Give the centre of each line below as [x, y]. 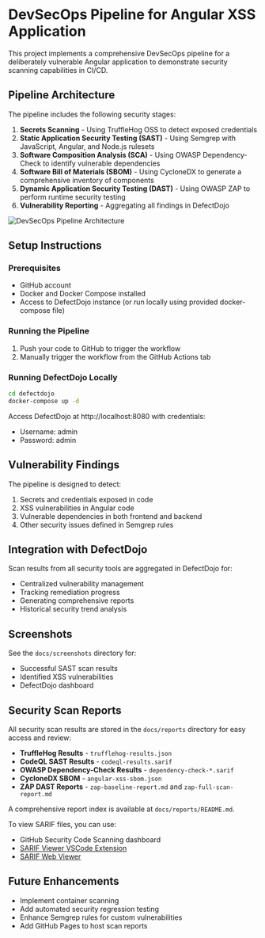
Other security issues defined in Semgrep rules [97, 524]
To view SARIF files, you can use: [62, 825]
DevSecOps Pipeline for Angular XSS [132, 15]
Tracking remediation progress [70, 593]
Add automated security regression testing [89, 909]
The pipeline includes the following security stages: [92, 114]
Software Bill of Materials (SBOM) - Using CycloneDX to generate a [131, 171]
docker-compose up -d [44, 401]
